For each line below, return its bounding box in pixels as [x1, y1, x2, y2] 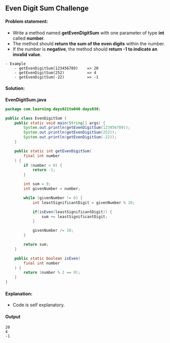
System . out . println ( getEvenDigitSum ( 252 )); [23, 130, 117, 135]
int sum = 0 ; [23, 181, 51, 187]
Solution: [5, 85, 25, 91]
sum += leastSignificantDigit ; [41, 214, 108, 219]
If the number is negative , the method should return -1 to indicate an [12, 46, 158, 52]
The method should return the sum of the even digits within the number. [12, 40, 165, 46]
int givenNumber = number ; [23, 186, 81, 192]
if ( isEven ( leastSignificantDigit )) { [32, 209, 113, 215]
